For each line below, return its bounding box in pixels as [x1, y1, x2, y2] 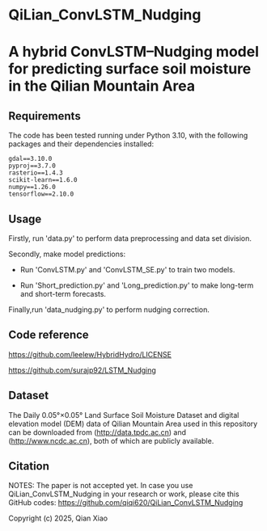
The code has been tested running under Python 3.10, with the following [8, 131, 248, 141]
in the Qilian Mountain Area [8, 77, 196, 95]
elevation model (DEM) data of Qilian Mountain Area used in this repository [8, 419, 258, 428]
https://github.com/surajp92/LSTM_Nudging [8, 365, 156, 375]
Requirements [8, 109, 81, 123]
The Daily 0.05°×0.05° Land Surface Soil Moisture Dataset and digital [8, 410, 239, 419]
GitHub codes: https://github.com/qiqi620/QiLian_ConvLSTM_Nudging [8, 498, 244, 508]
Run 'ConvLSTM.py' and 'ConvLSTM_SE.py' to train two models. [19, 265, 235, 274]
